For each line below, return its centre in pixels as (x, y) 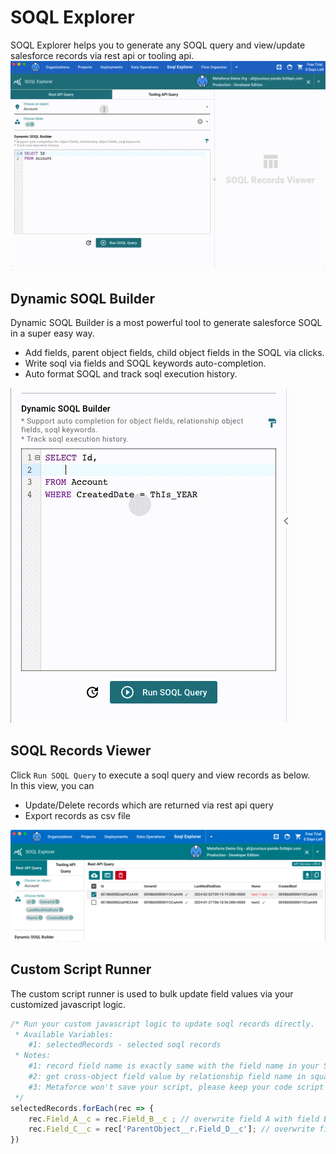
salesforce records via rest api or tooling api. (102, 55)
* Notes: (33, 1056)
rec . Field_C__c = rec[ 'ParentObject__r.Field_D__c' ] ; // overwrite (171, 1129)
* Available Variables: (64, 1034)
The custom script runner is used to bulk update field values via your (152, 993)
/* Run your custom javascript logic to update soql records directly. (162, 1024)
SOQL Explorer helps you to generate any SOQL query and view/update (158, 45)
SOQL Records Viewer (81, 751)
